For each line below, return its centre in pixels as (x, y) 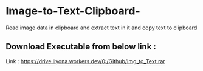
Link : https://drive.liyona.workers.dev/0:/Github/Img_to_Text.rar (85, 61)
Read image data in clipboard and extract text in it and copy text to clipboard (101, 28)
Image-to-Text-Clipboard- (73, 11)
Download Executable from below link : (81, 47)
